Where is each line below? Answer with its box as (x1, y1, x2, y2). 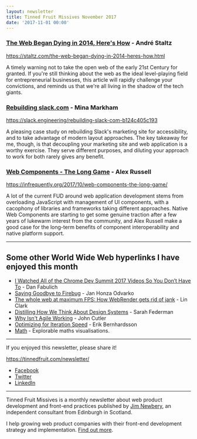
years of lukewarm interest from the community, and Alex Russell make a (6, 217, 182, 224)
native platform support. (6, 230, 64, 237)
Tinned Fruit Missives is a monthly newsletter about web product (6, 396, 162, 403)
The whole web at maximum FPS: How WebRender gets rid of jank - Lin (14, 296, 188, 303)
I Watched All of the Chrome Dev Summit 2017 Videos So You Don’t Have (14, 277, 191, 284)
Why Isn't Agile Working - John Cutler (14, 315, 107, 322)
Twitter (14, 373, 32, 380)
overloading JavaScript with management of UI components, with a (6, 199, 169, 206)
